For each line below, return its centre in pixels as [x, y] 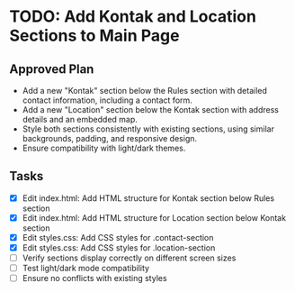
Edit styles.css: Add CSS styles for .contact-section [118, 237]
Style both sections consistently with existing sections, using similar [148, 129]
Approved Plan [52, 69]
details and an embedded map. [80, 119]
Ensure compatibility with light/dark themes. [104, 148]
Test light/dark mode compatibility [86, 269]
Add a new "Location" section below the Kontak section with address [150, 109]
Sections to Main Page [94, 36]
